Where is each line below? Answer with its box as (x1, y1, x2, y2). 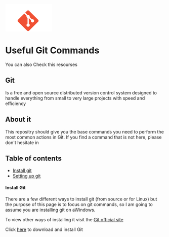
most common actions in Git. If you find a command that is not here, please (5, 134, 162, 140)
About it (5, 115, 31, 124)
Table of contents (5, 154, 62, 162)
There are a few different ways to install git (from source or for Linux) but (5, 196, 157, 202)
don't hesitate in (5, 139, 39, 146)
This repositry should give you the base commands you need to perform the (5, 128, 164, 134)
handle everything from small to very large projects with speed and (5, 95, 145, 101)
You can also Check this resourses (5, 61, 77, 67)
